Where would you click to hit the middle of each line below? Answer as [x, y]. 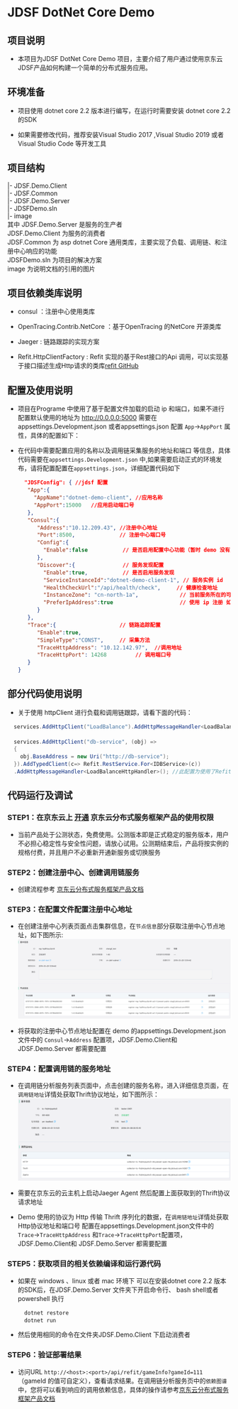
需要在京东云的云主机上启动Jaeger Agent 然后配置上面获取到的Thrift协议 [124, 1193]
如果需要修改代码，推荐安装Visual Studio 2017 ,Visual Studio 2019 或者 [121, 134]
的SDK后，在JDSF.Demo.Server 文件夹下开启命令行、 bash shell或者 [118, 1290]
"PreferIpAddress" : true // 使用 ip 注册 [133, 603]
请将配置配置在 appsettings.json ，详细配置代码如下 [105, 468]
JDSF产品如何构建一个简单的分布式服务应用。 [85, 68]
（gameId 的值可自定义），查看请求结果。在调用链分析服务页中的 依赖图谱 [122, 1381]
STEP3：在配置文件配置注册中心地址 [70, 909]
